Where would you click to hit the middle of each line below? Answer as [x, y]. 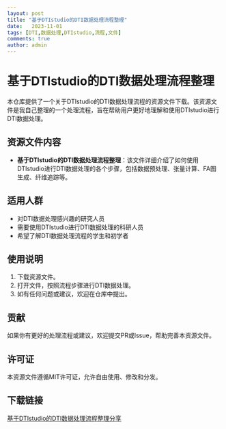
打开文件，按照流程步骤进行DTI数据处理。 [76, 285]
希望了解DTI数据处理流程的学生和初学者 [73, 235]
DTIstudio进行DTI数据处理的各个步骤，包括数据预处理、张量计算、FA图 [117, 168]
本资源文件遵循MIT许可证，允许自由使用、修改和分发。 [84, 377]
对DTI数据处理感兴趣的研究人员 [61, 218]
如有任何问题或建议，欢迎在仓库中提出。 [74, 294]
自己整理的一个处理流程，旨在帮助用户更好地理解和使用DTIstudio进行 [122, 109]
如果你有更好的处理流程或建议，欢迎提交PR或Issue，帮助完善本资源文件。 [111, 335]
